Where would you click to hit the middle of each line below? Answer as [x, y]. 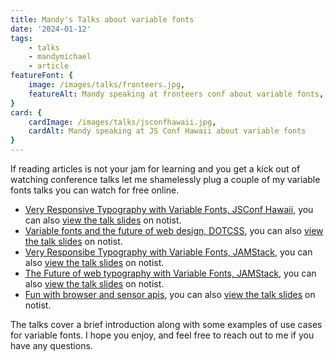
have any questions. [51, 345]
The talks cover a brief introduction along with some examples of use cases [166, 324]
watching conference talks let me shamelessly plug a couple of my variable [165, 179]
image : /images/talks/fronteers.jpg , [107, 85]
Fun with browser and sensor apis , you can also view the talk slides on [170, 294]
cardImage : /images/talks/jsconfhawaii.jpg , [122, 122]
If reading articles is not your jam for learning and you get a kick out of [155, 169]
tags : [21, 38]
